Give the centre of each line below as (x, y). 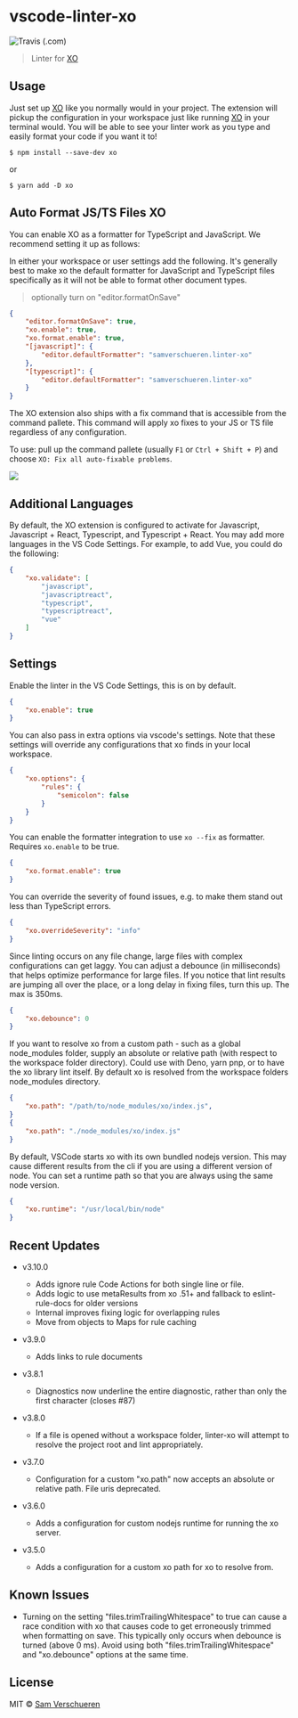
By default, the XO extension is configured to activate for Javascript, (135, 525)
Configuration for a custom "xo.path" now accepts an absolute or (155, 1479)
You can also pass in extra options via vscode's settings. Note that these (142, 735)
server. (48, 1533)
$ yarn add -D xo (41, 185)
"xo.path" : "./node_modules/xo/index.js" (103, 1131)
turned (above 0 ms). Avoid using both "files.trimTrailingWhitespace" (148, 1645)
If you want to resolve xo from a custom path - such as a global (125, 1043)
